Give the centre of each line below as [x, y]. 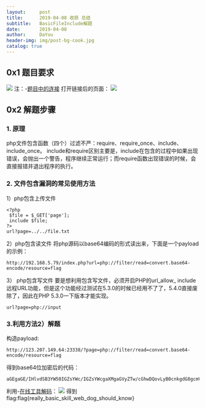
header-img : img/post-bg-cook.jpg [51, 40]
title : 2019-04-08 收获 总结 [48, 18]
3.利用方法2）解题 [33, 324]
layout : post [29, 12]
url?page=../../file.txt [38, 231]
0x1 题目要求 [30, 73]
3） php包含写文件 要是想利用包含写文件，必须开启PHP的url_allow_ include [101, 280]
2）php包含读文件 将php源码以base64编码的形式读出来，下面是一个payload [103, 244]
